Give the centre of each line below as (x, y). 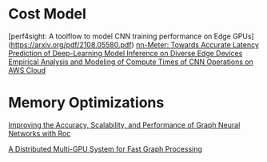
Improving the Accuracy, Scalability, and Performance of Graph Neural (124, 124)
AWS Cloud (27, 70)
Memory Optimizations (86, 103)
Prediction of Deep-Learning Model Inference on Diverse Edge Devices (126, 53)
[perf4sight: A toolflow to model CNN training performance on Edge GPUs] (131, 36)
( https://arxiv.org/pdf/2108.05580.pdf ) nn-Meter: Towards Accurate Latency (134, 44)
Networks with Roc (40, 133)
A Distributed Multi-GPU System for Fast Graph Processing (105, 148)
